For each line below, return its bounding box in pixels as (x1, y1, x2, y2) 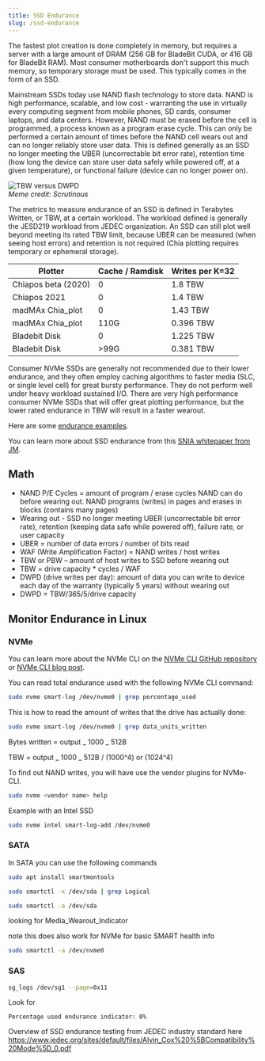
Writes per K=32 (171, 265, 235, 276)
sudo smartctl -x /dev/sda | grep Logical (8, 888, 150, 896)
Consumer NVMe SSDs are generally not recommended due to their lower (8, 363, 250, 373)
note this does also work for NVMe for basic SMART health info (8, 931, 215, 941)
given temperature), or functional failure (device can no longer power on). (8, 165, 248, 175)
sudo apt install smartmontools (8, 873, 115, 881)
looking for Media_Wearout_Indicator (8, 916, 128, 926)
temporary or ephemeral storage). (8, 246, 119, 256)
